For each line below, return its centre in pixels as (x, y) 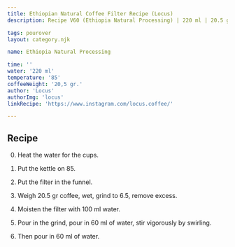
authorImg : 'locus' (36, 97)
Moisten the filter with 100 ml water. (69, 209)
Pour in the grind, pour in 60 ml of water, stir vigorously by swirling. (114, 223)
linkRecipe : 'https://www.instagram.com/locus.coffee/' (90, 104)
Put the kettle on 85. (46, 169)
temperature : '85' (34, 78)
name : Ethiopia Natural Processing (59, 52)
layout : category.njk (39, 39)
